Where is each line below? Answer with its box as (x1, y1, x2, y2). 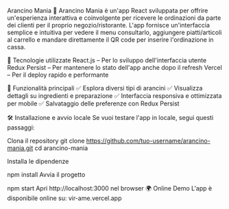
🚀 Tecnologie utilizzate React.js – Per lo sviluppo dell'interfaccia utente (7, 56, 207, 64)
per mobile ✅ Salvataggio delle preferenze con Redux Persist (7, 99, 180, 108)
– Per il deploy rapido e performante (7, 71, 109, 79)
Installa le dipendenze (7, 158, 69, 165)
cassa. (7, 43, 26, 51)
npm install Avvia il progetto (7, 171, 86, 178)
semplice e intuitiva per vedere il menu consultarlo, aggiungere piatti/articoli (7, 28, 222, 36)
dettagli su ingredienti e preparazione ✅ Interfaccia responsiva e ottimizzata (7, 92, 222, 99)
